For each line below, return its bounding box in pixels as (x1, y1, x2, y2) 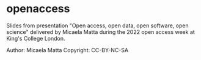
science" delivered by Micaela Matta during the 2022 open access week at (6, 28, 196, 35)
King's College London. (6, 35, 65, 42)
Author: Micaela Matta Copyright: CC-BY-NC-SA (6, 46, 129, 53)
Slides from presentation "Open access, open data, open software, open (6, 22, 189, 29)
